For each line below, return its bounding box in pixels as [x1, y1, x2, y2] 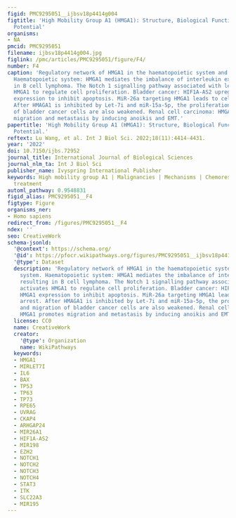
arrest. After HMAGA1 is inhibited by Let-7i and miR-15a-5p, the [20, 298, 218, 305]
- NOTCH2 [13, 461, 39, 468]
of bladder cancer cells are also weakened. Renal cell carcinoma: [13, 108, 216, 115]
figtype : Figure [7, 200, 55, 207]
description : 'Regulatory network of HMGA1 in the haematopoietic [13, 265, 212, 272]
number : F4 [7, 63, 39, 70]
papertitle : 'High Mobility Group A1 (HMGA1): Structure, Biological [7, 121, 216, 129]
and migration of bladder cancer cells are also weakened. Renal [20, 304, 216, 311]
